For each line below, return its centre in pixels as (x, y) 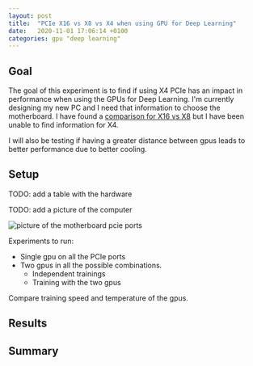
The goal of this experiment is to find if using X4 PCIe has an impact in (126, 90)
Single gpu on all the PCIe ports (73, 256)
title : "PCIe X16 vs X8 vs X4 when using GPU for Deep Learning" (122, 23)
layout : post (30, 16)
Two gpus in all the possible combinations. (91, 265)
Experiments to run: (41, 241)
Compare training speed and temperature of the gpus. (98, 298)
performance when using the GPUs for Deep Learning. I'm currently (121, 99)
